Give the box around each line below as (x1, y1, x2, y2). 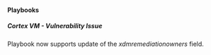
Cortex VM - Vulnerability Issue (7, 22, 103, 30)
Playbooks (7, 6, 40, 14)
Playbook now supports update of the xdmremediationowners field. (7, 39, 204, 48)
